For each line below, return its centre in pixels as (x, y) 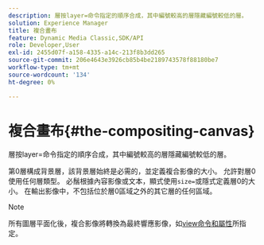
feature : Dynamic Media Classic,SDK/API (76, 38)
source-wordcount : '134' (49, 75)
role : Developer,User (44, 45)
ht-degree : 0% (32, 82)
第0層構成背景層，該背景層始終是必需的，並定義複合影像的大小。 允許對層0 (132, 171)
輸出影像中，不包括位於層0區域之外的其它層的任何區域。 (124, 191)
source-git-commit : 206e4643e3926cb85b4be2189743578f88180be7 (113, 60)
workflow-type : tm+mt (44, 68)
